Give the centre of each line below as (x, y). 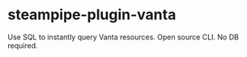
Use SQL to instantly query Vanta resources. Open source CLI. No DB (123, 37)
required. (23, 45)
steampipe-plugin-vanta (92, 15)
